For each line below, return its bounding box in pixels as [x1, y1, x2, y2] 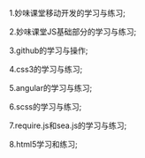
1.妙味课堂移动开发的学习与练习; [9, 8, 126, 18]
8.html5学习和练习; [9, 139, 78, 149]
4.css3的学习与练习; [9, 64, 83, 74]
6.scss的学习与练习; [9, 102, 82, 112]
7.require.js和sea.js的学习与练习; [9, 120, 127, 131]
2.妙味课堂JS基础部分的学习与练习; [9, 26, 137, 37]
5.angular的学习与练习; [9, 83, 93, 93]
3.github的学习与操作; [9, 45, 88, 56]
